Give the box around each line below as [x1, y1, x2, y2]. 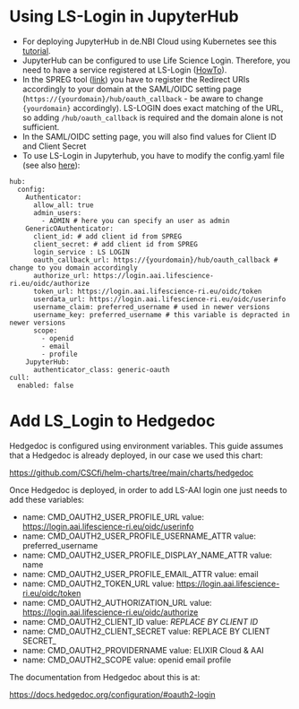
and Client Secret [21, 141, 87, 151]
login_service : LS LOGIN [32, 247, 130, 256]
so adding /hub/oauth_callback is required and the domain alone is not [21, 112, 284, 123]
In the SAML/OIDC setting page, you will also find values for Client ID [21, 131, 278, 142]
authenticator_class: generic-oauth [32, 365, 170, 374]
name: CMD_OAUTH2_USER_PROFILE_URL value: [21, 511, 204, 522]
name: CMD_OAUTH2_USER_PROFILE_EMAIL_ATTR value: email [21, 568, 259, 579]
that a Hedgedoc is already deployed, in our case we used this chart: [9, 450, 263, 461]
